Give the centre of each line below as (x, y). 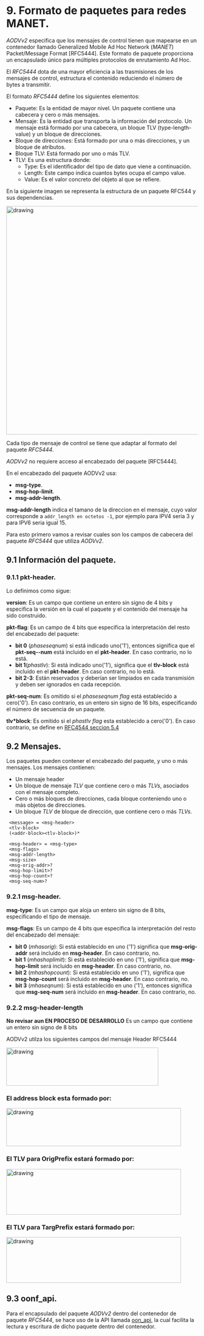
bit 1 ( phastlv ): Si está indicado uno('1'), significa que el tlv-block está (102, 665)
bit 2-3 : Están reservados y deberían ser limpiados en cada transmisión (105, 678)
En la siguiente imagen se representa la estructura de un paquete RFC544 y (101, 191)
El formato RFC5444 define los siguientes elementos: (73, 96)
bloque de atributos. (40, 147)
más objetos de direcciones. (50, 805)
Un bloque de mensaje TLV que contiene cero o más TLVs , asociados (102, 786)
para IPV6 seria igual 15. (36, 522)
